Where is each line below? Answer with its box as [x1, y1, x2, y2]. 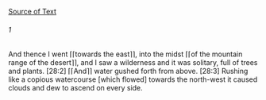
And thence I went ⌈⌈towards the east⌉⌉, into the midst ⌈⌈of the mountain [8, 49, 243, 59]
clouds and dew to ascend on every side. [8, 83, 143, 93]
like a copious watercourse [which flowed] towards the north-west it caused [8, 75, 258, 84]
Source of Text [8, 7, 57, 16]
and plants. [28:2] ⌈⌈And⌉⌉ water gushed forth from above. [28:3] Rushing [8, 67, 249, 76]
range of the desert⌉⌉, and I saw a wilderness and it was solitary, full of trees [8, 58, 258, 67]
